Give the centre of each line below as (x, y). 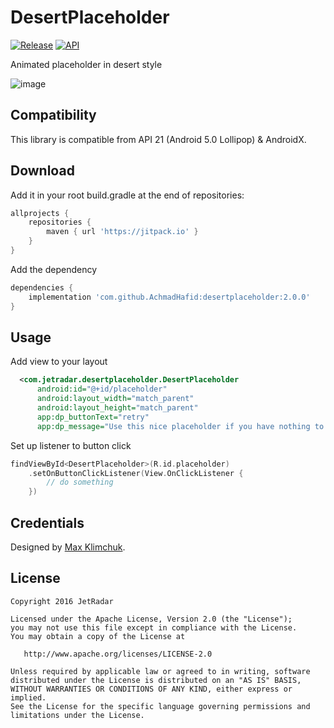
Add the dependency (54, 269)
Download (42, 171)
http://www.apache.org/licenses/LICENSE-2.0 (118, 654)
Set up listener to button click (71, 445)
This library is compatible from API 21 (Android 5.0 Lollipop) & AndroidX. (158, 139)
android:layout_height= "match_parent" (117, 408)
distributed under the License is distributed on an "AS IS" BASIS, (156, 680)
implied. (28, 697)
